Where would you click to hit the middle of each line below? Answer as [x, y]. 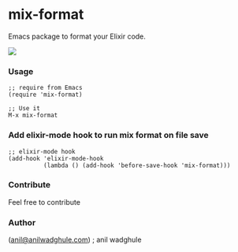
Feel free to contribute [45, 202]
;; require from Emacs [45, 88]
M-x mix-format [33, 116]
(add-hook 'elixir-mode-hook [56, 158]
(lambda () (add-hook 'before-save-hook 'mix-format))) [137, 165]
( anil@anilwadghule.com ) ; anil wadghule [75, 240]
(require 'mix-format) [45, 95]
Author [22, 222]
